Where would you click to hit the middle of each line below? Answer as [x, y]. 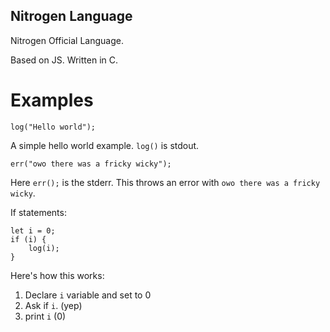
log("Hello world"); [53, 127]
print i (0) [45, 316]
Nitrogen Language [71, 16]
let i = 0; [33, 230]
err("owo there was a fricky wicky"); [91, 164]
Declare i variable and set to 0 [88, 295]
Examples [52, 100]
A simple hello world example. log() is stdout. [105, 145]
